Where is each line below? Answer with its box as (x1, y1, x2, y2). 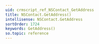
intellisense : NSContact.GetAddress (5, 17, 83, 22)
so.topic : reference (5, 31, 49, 36)
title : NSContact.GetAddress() (5, 12, 72, 17)
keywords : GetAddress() (5, 26, 56, 31)
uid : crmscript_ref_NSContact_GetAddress (5, 7, 94, 13)
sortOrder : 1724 (5, 21, 40, 27)
